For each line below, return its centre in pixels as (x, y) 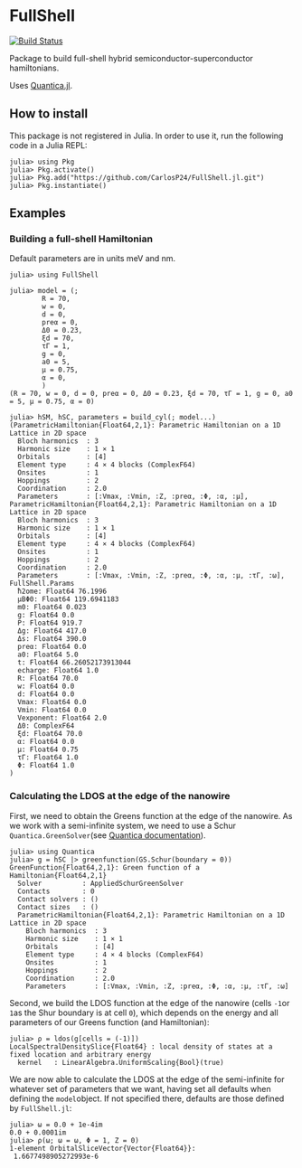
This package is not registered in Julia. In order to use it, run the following (146, 136)
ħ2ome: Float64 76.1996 (62, 592)
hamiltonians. (34, 68)
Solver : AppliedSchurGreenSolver (100, 883)
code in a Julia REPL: (48, 145)
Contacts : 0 (56, 891)
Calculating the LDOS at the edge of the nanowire (120, 796)
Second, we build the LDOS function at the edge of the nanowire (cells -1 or (150, 1003)
